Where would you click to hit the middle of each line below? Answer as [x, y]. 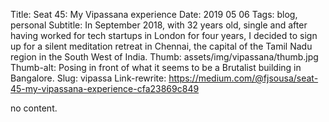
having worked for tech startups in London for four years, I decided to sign [164, 35]
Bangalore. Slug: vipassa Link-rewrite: [88, 78]
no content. [34, 108]
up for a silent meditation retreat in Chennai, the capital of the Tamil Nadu [161, 46]
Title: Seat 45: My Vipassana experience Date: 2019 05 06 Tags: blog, [154, 14]
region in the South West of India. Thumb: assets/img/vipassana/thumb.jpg [164, 57]
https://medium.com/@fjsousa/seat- [243, 78]
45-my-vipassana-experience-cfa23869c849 [105, 88]
